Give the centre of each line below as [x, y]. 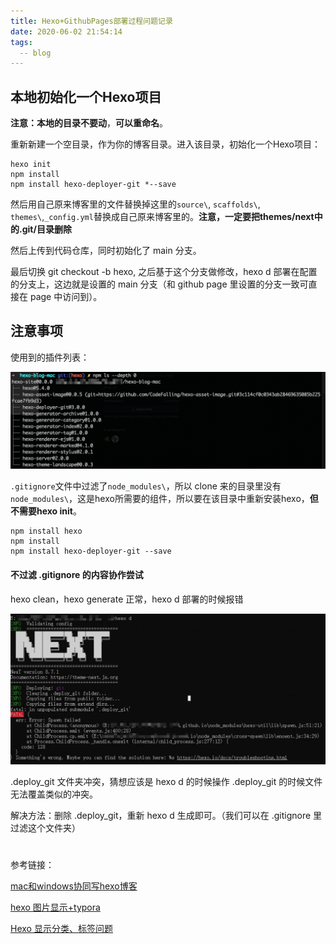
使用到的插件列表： [50, 357]
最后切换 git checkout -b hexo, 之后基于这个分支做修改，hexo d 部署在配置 [164, 272]
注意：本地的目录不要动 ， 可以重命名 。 [89, 123]
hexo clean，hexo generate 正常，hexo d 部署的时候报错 [127, 599]
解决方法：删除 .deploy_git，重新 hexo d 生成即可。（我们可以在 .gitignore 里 [166, 816]
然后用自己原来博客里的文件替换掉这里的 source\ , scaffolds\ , [135, 204]
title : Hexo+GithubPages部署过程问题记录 [91, 21]
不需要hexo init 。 [46, 511]
